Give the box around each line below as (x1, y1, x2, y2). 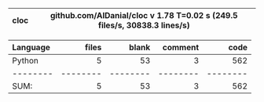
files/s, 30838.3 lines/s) (97, 20, 190, 31)
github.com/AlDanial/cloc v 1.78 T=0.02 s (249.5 (49, 10, 238, 20)
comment (162, 42, 199, 53)
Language (12, 42, 51, 53)
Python (12, 55, 39, 66)
